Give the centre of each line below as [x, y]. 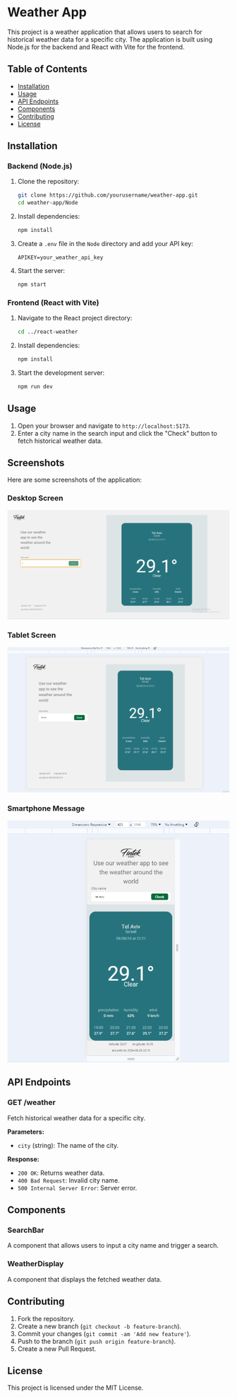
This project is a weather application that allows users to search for [105, 32]
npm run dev [35, 386]
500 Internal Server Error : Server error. [77, 1188]
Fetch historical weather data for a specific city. [77, 1118]
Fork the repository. [46, 1318]
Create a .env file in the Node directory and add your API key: [105, 244]
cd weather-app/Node [48, 203]
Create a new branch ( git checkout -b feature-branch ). [99, 1326]
